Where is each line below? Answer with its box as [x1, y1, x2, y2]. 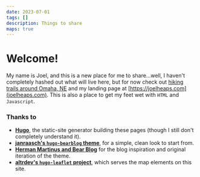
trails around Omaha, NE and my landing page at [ [6, 85, 131, 92]
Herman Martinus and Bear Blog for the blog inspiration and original [15, 146, 186, 153]
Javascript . [6, 98, 35, 105]
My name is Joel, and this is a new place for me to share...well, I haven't [6, 72, 185, 79]
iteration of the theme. [15, 152, 71, 159]
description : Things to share [6, 20, 83, 26]
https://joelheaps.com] [129, 85, 187, 92]
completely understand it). [15, 133, 81, 140]
